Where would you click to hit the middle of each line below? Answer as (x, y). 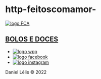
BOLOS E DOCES (32, 39)
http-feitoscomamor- (51, 9)
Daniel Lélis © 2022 (26, 72)
